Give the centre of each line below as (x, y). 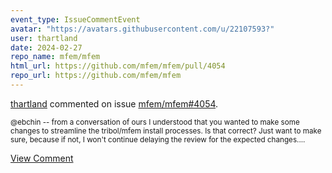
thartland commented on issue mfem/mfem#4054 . (114, 103)
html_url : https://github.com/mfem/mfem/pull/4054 (118, 66)
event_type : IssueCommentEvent (75, 19)
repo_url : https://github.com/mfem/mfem (96, 76)
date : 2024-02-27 (46, 47)
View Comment (42, 158)
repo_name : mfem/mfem (55, 57)
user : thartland (44, 38)
